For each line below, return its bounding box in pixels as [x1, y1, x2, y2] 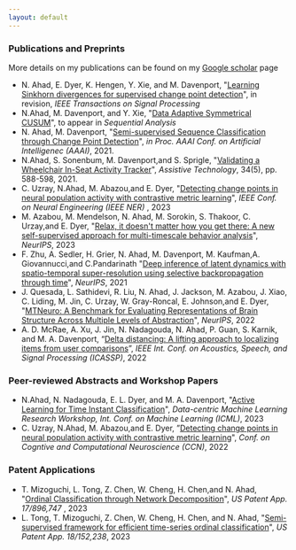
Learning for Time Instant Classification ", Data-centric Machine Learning [20, 404, 288, 414]
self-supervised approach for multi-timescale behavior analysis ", [20, 229, 259, 240]
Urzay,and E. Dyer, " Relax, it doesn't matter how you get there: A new [20, 221, 276, 231]
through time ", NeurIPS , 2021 [20, 276, 128, 288]
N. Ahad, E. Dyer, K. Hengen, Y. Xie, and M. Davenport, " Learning [20, 79, 261, 89]
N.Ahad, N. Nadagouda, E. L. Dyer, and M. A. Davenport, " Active [20, 395, 255, 406]
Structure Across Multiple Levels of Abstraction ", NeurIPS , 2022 [20, 314, 255, 325]
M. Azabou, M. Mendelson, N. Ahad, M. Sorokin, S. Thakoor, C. [20, 211, 252, 221]
